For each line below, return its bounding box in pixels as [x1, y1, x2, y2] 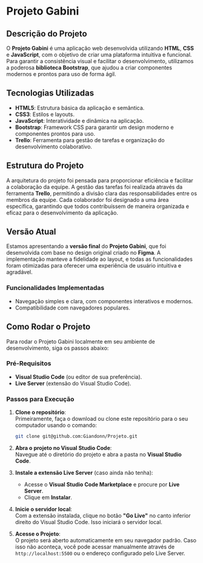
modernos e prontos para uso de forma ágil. [6, 71, 116, 77]
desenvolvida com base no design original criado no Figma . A [6, 249, 161, 257]
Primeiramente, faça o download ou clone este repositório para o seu [15, 415, 188, 423]
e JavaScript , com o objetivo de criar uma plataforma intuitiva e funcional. [6, 51, 192, 58]
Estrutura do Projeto [6, 161, 84, 171]
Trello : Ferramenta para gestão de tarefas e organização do [15, 136, 165, 143]
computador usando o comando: [15, 421, 97, 429]
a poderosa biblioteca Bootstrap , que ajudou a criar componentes [6, 64, 173, 71]
